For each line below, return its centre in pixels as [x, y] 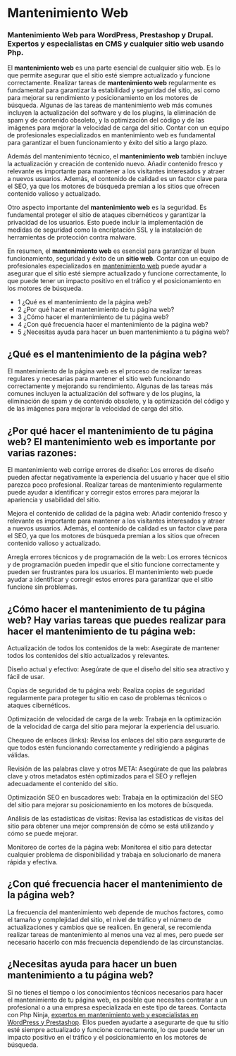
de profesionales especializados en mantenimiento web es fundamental [112, 135]
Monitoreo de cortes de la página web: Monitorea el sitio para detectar [110, 847]
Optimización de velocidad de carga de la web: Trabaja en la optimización [114, 719]
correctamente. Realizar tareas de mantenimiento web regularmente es [112, 83]
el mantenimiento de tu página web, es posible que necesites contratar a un [117, 1000]
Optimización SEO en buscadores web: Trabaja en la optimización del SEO [115, 797]
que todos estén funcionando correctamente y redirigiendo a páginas [108, 747]
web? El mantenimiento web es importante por [112, 442]
